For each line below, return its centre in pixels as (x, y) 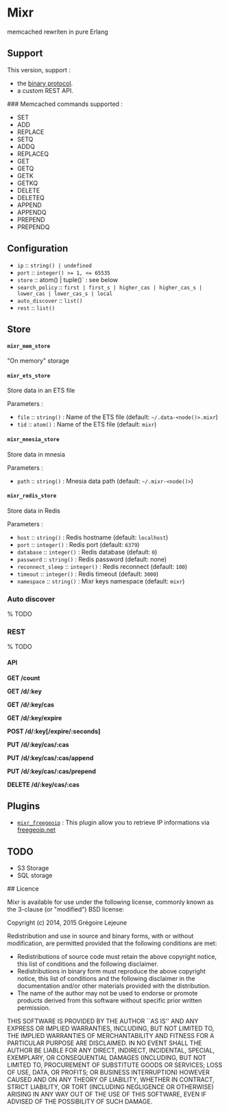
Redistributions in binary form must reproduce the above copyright (111, 971)
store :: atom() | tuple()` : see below (68, 279)
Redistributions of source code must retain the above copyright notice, (117, 957)
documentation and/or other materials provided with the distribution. (113, 986)
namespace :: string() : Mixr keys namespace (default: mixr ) (101, 581)
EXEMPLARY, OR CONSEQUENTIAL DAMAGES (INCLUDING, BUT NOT (107, 1058)
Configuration (38, 249)
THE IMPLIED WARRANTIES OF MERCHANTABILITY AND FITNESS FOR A (111, 1036)
